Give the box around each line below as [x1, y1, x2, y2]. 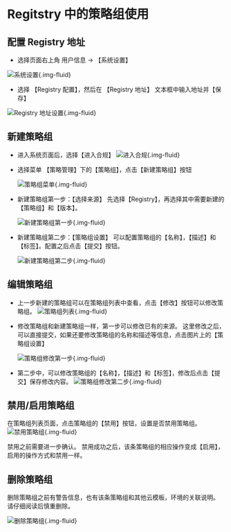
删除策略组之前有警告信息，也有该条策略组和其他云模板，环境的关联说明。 [7, 493, 219, 501]
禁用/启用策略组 [7, 400, 75, 411]
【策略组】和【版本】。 [17, 203, 82, 212]
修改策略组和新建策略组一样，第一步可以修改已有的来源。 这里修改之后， [17, 322, 225, 330]
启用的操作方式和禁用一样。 [7, 452, 86, 460]
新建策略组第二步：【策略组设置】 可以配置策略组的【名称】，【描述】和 [17, 233, 216, 241]
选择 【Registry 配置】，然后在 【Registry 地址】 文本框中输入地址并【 [17, 85, 216, 94]
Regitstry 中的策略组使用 [7, 6, 149, 22]
